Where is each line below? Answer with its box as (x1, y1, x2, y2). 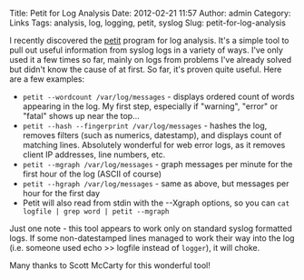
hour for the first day (22, 188, 101, 198)
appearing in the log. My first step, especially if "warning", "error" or (22, 101, 279, 112)
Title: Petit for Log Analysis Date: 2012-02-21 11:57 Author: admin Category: (9, 8, 291, 18)
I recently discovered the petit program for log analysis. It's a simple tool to (9, 35, 289, 45)
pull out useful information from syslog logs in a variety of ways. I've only (9, 45, 284, 55)
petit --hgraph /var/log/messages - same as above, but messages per (22, 178, 289, 189)
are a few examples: (9, 74, 85, 85)
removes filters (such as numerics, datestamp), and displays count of (22, 130, 282, 140)
